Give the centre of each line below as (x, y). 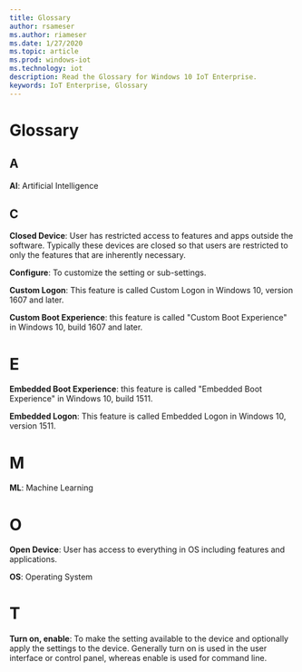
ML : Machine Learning (51, 488)
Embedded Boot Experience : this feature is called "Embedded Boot (136, 389)
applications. (33, 559)
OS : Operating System (51, 577)
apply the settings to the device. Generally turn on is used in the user (138, 648)
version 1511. (33, 426)
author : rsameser (42, 26)
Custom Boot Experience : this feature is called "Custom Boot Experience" (148, 318)
